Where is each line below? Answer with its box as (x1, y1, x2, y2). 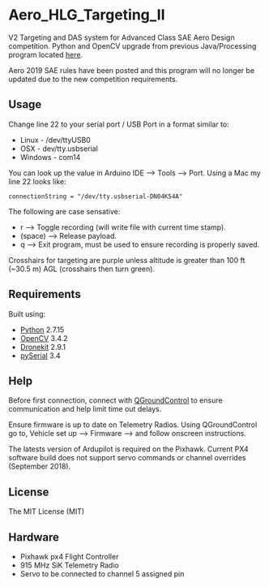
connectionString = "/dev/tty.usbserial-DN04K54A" (8, 192, 183, 201)
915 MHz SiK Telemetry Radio (19, 560, 119, 570)
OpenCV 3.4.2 (19, 333, 68, 343)
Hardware (8, 530, 59, 544)
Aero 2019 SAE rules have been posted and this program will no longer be (8, 65, 255, 75)
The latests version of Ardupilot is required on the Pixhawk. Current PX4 (8, 444, 249, 454)
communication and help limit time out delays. (8, 404, 162, 414)
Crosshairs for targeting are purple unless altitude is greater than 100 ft (8, 255, 246, 265)
